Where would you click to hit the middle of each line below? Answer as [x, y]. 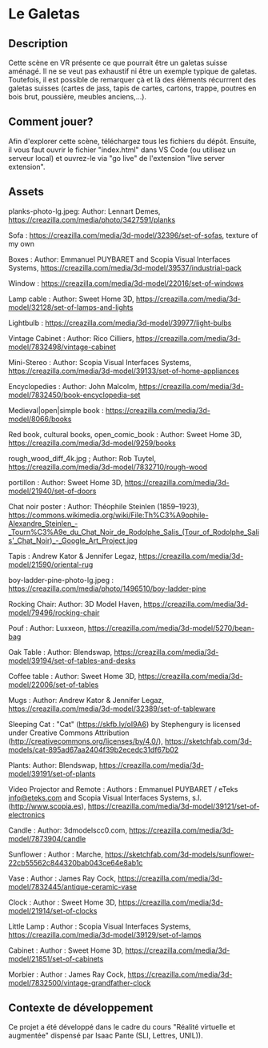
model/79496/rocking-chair [54, 612]
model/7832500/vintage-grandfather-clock [80, 982]
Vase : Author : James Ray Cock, [62, 878]
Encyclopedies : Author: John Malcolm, [73, 386]
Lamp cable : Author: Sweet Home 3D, [71, 299]
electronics [27, 814]
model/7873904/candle [47, 838]
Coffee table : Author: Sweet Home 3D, [72, 676]
